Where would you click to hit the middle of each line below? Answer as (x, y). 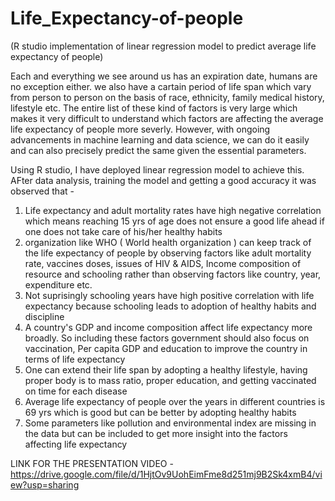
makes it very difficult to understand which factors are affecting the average (167, 118)
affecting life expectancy (76, 444)
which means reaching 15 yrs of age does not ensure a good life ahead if (174, 221)
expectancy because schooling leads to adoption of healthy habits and (170, 306)
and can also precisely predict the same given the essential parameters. (158, 150)
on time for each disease (76, 391)
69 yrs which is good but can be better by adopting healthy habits (160, 412)
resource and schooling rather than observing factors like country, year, (173, 274)
